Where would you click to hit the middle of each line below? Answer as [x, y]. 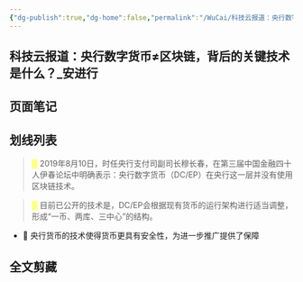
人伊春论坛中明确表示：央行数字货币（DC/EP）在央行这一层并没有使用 [162, 175]
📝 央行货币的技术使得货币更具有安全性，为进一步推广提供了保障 [141, 236]
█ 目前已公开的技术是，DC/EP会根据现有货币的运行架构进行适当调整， [162, 205]
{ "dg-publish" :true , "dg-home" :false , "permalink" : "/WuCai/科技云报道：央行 [147, 18]
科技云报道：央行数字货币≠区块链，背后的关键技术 [150, 56]
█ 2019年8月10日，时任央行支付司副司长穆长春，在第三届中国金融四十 [161, 164]
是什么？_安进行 [54, 73]
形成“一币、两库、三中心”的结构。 [94, 216]
